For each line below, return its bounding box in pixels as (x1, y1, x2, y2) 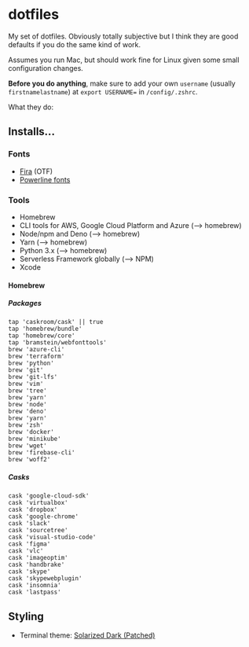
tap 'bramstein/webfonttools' (8, 339, 108, 347)
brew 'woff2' (8, 456, 51, 464)
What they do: (8, 102, 54, 112)
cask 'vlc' (8, 547, 44, 555)
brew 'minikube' (8, 435, 61, 443)
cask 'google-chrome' (8, 513, 79, 520)
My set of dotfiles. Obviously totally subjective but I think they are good (8, 31, 239, 41)
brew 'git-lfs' (8, 373, 58, 381)
